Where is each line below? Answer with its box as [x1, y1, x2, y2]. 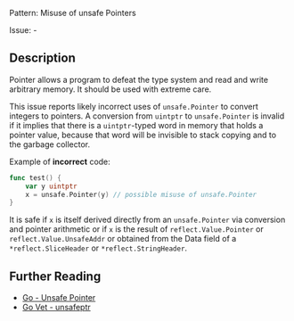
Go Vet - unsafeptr [21, 302, 91, 313]
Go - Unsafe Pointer [21, 292, 96, 303]
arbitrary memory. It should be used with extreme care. [9, 84, 212, 95]
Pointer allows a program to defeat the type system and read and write [9, 74, 269, 85]
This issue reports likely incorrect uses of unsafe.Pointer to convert [9, 101, 258, 111]
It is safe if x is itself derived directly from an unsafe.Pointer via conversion [9, 214, 286, 226]
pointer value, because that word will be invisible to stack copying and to [9, 129, 277, 140]
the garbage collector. [9, 138, 91, 150]
